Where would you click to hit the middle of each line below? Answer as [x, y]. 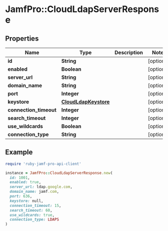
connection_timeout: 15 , [35, 205]
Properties [22, 38]
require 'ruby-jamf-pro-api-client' [43, 164]
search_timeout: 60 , [31, 210]
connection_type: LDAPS [34, 219]
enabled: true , [25, 182]
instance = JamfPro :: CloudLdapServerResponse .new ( [59, 173]
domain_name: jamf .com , [34, 192]
